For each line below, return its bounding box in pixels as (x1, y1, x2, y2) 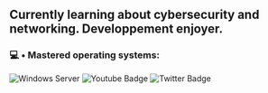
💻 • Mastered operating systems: (9, 49, 161, 61)
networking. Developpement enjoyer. (9, 22, 224, 37)
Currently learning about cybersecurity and (9, 7, 260, 23)
